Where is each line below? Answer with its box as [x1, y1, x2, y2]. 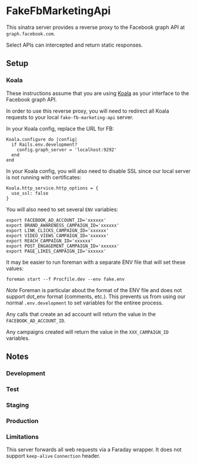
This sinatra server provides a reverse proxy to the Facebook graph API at [6, 24, 185, 31]
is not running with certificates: [6, 173, 82, 181]
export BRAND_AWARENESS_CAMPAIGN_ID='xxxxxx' [6, 222, 119, 228]
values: [6, 264, 24, 272]
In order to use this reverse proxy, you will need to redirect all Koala [6, 107, 169, 114]
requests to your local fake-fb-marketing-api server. [6, 113, 134, 120]
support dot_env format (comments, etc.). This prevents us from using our [6, 293, 186, 300]
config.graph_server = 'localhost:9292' [16, 146, 117, 153]
